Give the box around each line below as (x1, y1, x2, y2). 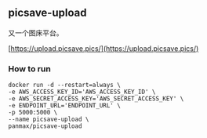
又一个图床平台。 (8, 27, 64, 38)
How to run (8, 63, 51, 74)
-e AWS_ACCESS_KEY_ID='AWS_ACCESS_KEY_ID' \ (8, 88, 156, 96)
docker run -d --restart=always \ (8, 82, 122, 89)
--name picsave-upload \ (8, 115, 89, 124)
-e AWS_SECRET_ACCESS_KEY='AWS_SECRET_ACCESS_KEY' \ (8, 95, 184, 103)
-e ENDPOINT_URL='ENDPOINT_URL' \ (8, 102, 122, 110)
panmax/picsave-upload (8, 122, 82, 130)
